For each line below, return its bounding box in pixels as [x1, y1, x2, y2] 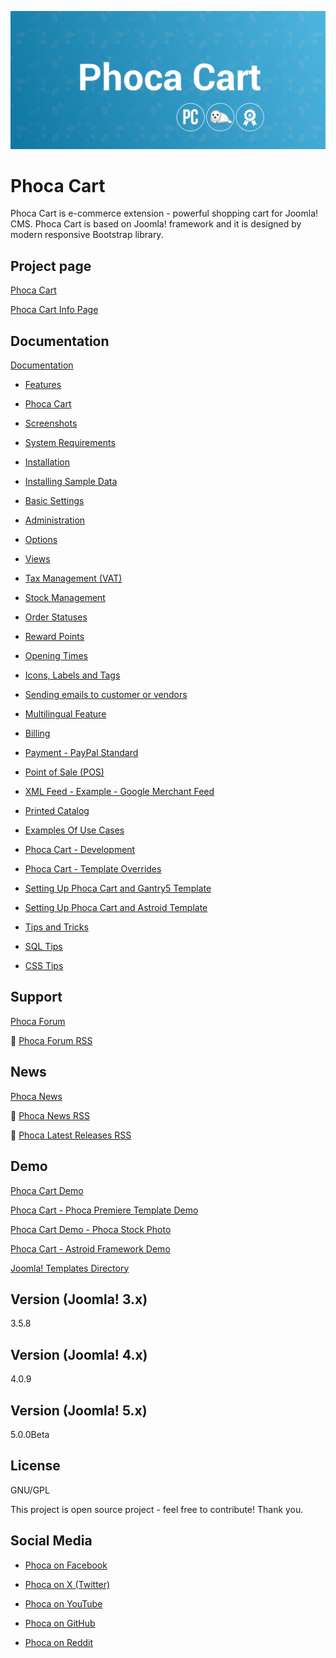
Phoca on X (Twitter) [24, 1578, 111, 1590]
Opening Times [24, 650, 88, 662]
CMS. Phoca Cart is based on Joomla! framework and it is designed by [10, 218, 302, 230]
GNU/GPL [10, 1484, 50, 1496]
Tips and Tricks [24, 921, 89, 933]
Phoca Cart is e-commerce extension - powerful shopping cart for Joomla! [10, 207, 319, 220]
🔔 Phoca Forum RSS [10, 1034, 93, 1046]
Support [10, 989, 63, 1006]
